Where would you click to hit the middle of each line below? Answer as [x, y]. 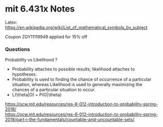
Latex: [11, 22]
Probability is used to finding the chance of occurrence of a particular [82, 79]
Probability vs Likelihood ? [31, 60]
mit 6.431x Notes [40, 9]
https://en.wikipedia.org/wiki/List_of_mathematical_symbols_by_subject [76, 27]
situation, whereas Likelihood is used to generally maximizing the [77, 85]
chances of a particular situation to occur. [54, 90]
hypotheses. [24, 74]
